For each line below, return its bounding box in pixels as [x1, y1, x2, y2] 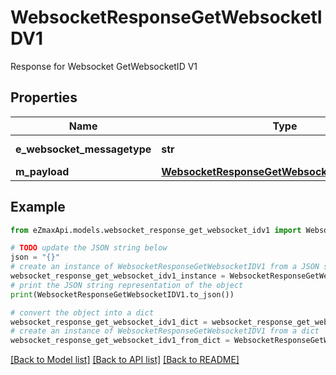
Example [10, 199, 66, 216]
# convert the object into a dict [10, 307, 155, 318]
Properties [10, 89, 78, 106]
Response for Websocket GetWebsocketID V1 [10, 60, 198, 72]
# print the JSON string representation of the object [10, 280, 244, 290]
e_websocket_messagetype [15, 142, 152, 156]
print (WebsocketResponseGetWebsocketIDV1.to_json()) [10, 289, 235, 300]
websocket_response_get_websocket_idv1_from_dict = [10, 336, 230, 346]
